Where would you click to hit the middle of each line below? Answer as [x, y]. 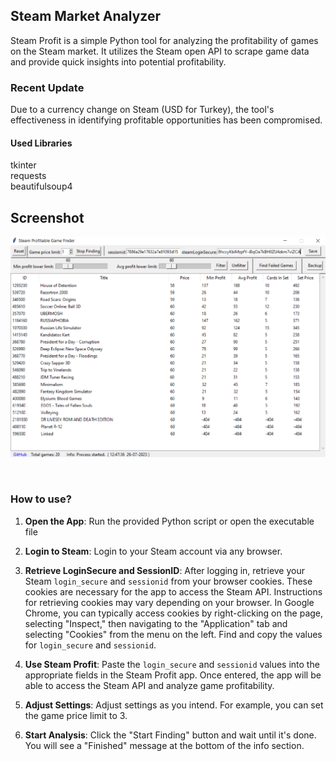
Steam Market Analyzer [85, 16]
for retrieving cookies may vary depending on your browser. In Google [169, 602]
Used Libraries [41, 143]
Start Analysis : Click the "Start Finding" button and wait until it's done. [170, 735]
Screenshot [47, 217]
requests [28, 176]
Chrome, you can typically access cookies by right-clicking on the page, [174, 613]
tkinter [23, 165]
